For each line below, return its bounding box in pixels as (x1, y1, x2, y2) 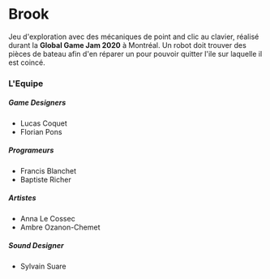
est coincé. (8, 58, 46, 67)
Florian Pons (19, 127, 62, 136)
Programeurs (8, 145, 54, 155)
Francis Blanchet (19, 165, 77, 175)
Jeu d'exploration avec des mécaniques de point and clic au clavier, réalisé (8, 32, 259, 41)
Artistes (8, 193, 36, 203)
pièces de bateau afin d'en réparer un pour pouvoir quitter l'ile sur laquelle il (8, 49, 263, 58)
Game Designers (8, 98, 66, 108)
